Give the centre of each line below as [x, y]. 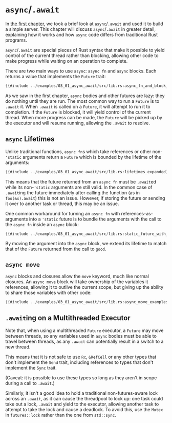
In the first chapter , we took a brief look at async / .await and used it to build [84, 24]
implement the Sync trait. [31, 367]
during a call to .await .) [30, 383]
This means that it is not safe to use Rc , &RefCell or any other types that [81, 357]
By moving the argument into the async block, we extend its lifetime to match [86, 244]
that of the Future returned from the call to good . [56, 249]
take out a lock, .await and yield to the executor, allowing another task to [82, 404]
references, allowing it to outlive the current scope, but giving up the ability [84, 287]
